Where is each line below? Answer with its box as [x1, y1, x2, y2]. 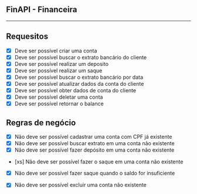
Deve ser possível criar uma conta [14, 47, 97, 54]
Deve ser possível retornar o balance [14, 100, 104, 108]
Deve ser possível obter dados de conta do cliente [14, 87, 137, 93]
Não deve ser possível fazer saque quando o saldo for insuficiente [14, 170, 175, 177]
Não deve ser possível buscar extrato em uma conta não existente [14, 140, 175, 147]
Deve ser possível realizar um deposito [14, 60, 109, 67]
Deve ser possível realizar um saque [14, 67, 103, 74]
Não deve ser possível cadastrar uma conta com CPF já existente [14, 133, 172, 140]
